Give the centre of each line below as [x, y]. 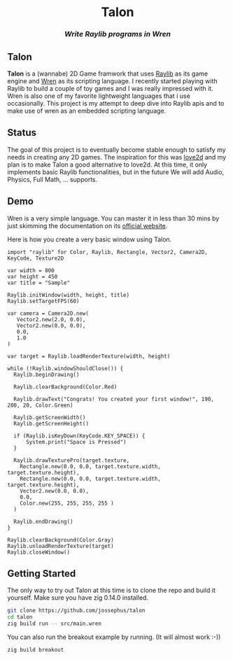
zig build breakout [36, 650]
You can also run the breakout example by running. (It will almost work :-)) [114, 637]
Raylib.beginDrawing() [47, 374]
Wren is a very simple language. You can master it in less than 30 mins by [113, 218]
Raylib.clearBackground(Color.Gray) [61, 540]
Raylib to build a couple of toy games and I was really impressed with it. [110, 88]
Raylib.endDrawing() [43, 521]
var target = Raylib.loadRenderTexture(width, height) [89, 356]
